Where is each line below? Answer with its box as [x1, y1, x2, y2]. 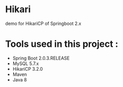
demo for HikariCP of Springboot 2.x [5, 20, 81, 26]
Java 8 [12, 76, 27, 82]
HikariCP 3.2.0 [12, 66, 43, 72]
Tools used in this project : [5, 38, 118, 50]
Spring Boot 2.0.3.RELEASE [12, 55, 70, 61]
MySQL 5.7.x [12, 60, 39, 67]
